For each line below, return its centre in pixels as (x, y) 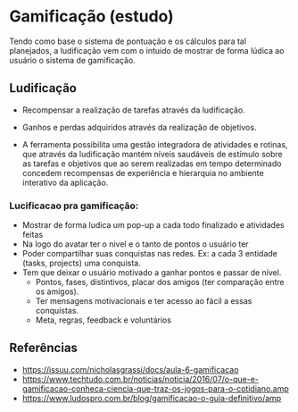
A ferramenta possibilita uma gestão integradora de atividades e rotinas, (155, 144)
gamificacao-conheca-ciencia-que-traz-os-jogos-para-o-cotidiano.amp (156, 388)
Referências (44, 348)
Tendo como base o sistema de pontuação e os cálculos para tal (128, 41)
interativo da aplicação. (65, 182)
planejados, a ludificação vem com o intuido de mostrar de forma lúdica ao (147, 50)
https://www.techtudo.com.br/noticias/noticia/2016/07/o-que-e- (140, 379)
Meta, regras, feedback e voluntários (103, 320)
